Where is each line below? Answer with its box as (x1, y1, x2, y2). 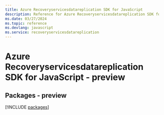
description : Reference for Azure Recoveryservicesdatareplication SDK (5, 12, 154, 17)
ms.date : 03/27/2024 (5, 16, 47, 21)
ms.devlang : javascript (5, 25, 54, 30)
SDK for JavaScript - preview (5, 72, 125, 83)
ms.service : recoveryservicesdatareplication (5, 30, 99, 35)
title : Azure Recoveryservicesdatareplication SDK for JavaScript (5, 7, 143, 12)
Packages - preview (5, 91, 67, 99)
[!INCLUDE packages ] (5, 104, 49, 110)
